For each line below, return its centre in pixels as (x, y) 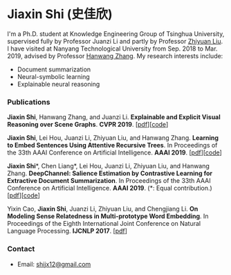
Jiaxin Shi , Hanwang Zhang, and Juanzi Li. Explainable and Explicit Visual (114, 117)
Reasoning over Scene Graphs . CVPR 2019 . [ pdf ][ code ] (88, 125)
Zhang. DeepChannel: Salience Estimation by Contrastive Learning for (110, 173)
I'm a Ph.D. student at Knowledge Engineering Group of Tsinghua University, (116, 34)
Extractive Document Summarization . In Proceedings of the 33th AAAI (109, 181)
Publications (29, 102)
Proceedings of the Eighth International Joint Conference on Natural (104, 224)
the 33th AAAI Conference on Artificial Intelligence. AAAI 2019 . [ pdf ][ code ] (115, 152)
